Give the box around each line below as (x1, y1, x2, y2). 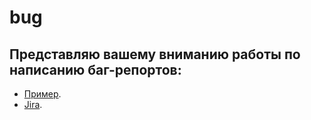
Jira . (23, 99, 43, 110)
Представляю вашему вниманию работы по (9, 46, 301, 63)
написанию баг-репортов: (9, 61, 182, 78)
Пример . (23, 88, 62, 100)
